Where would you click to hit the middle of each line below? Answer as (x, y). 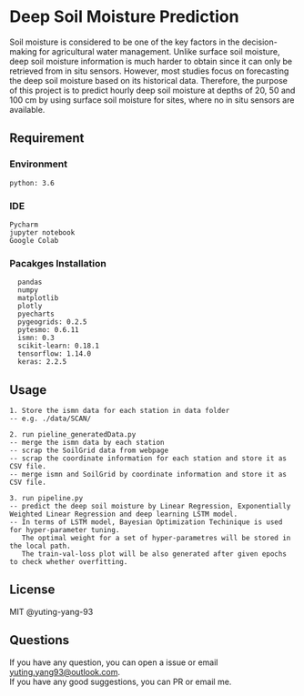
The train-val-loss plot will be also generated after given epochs (154, 554)
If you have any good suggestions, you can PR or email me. (121, 681)
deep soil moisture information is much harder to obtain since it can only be (151, 61)
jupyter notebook (42, 232)
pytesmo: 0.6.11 (48, 330)
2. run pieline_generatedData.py (73, 435)
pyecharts (36, 314)
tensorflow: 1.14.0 (55, 354)
